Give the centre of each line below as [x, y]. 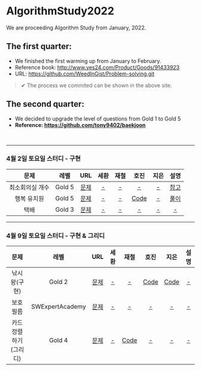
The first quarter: [39, 46]
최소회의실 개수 [29, 187]
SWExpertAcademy [58, 307]
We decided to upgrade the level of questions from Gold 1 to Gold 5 [98, 119]
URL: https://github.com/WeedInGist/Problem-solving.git [85, 74]
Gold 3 [65, 209]
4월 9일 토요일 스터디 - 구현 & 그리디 [56, 236]
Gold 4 [58, 340]
